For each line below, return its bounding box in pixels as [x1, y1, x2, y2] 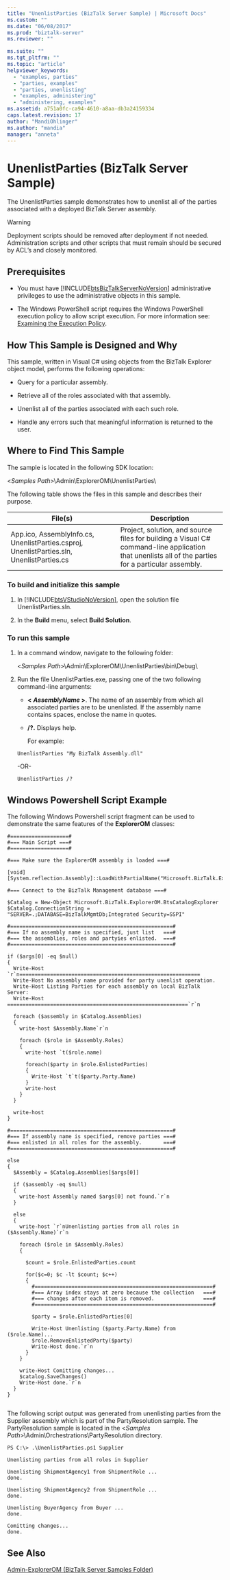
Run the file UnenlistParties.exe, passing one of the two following [16, 675, 201, 683]
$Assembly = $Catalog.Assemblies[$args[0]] [13, 1169, 139, 1177]
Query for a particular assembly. [16, 378, 108, 386]
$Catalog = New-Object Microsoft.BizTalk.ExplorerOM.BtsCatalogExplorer [7, 899, 219, 906]
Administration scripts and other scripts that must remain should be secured [7, 239, 222, 247]
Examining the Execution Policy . [16, 320, 107, 328]
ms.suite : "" [7, 48, 44, 55]
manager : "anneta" [7, 131, 60, 138]
